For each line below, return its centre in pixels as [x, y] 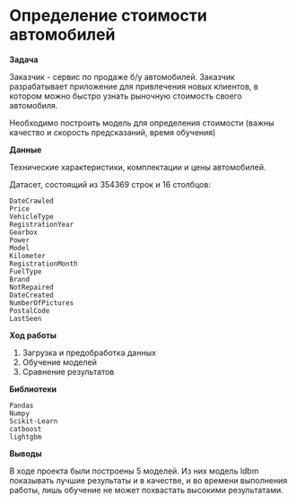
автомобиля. [34, 105]
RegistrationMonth [44, 264]
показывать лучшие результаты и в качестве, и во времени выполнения [148, 480]
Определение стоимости [109, 16]
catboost [26, 429]
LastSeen [26, 318]
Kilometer [28, 256]
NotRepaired [31, 287]
